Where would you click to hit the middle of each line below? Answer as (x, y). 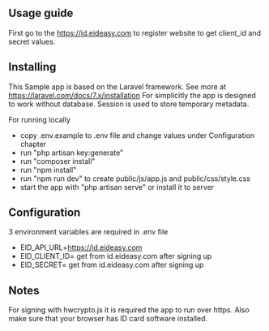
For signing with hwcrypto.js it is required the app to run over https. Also (129, 310)
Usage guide (41, 13)
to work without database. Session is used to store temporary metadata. (129, 104)
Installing (32, 67)
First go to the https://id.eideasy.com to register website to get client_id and (135, 32)
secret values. (32, 41)
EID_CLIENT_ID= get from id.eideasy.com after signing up (116, 256)
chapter (33, 144)
